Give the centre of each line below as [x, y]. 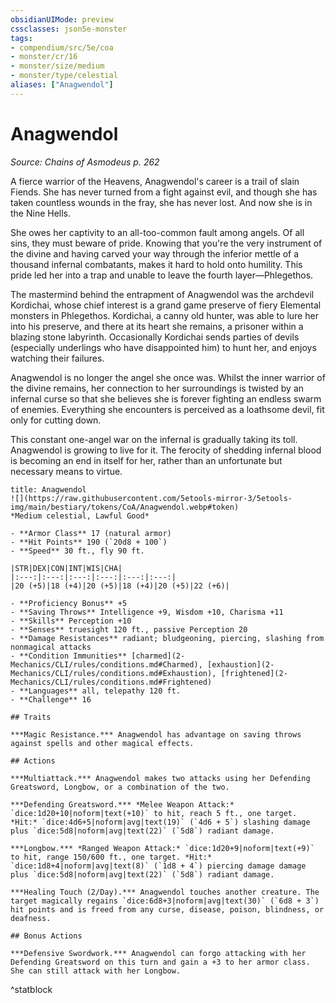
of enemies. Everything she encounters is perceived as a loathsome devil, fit [167, 409]
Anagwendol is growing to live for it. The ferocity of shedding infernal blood [166, 450]
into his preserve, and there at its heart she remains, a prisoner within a [157, 326]
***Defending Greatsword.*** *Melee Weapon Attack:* [122, 804]
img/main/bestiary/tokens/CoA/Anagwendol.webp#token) [125, 507]
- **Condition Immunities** [69, 656]
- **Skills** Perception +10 [71, 621]
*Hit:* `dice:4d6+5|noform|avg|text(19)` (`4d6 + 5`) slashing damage [160, 822]
